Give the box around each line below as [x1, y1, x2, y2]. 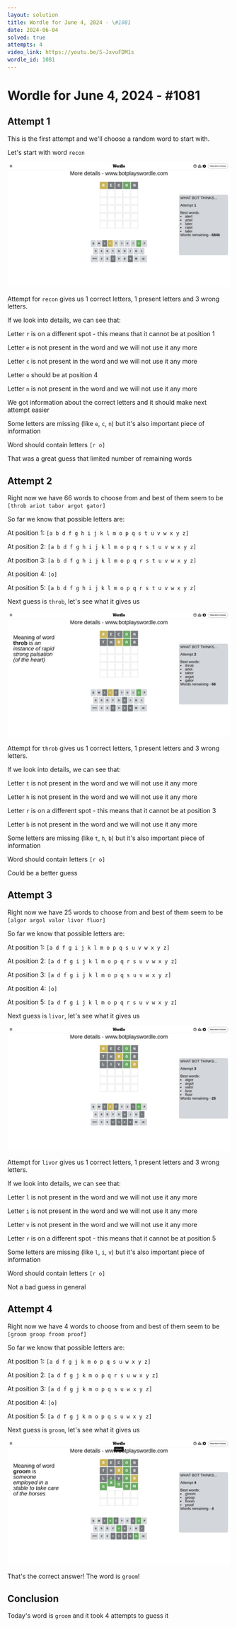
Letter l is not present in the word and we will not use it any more [7, 1193, 198, 1201]
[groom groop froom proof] [7, 1330, 87, 1338]
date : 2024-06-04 [7, 26, 59, 33]
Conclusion [7, 1592, 59, 1604]
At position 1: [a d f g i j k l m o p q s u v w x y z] [7, 943, 170, 951]
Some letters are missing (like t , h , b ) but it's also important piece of [7, 834, 205, 842]
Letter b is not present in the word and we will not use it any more [7, 820, 198, 828]
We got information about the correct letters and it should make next [7, 398, 207, 407]
